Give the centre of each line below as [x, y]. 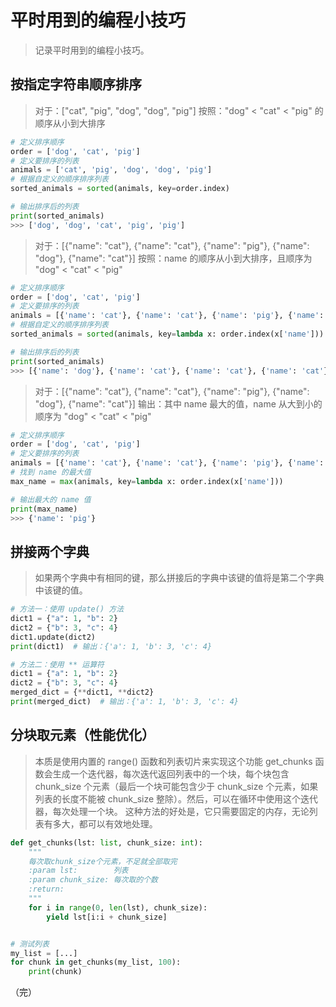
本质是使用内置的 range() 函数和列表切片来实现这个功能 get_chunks [173, 761]
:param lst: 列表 [78, 871]
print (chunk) [55, 972]
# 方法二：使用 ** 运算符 [57, 664]
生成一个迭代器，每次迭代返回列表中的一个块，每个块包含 [171, 773]
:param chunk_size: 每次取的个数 [93, 880]
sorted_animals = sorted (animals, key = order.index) [120, 189]
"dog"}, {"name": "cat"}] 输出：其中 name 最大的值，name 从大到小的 [178, 403]
